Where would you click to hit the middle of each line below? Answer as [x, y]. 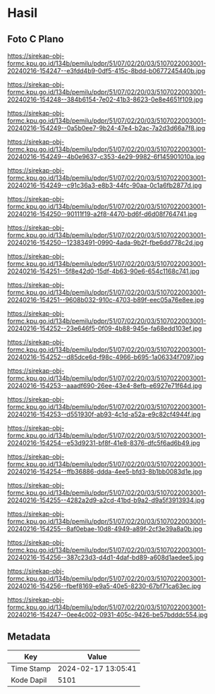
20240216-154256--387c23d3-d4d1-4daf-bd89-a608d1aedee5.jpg [106, 557]
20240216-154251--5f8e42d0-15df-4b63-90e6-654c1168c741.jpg [103, 271]
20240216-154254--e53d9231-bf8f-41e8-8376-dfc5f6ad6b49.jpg [104, 443]
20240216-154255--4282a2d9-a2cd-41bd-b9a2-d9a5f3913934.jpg [106, 500]
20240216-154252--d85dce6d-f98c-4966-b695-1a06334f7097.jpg [106, 357]
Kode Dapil [29, 680]
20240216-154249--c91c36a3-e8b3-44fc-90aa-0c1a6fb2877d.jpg [105, 185]
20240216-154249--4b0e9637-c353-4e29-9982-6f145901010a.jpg [106, 157]
